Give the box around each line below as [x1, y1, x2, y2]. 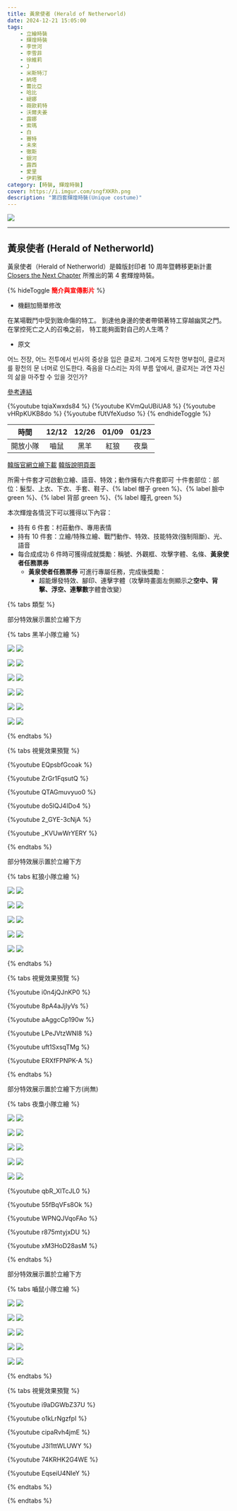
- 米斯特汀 [20, 69, 48, 76]
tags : [7, 23, 23, 30]
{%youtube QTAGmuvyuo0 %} [7, 787, 97, 796]
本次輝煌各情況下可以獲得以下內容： [7, 508, 113, 517]
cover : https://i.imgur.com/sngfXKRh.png [7, 188, 131, 195]
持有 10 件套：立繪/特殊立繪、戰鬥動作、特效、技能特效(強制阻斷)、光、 [17, 531, 226, 541]
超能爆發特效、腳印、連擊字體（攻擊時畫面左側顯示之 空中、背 [38, 576, 219, 584]
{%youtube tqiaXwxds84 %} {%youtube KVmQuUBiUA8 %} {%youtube [7, 401, 216, 410]
